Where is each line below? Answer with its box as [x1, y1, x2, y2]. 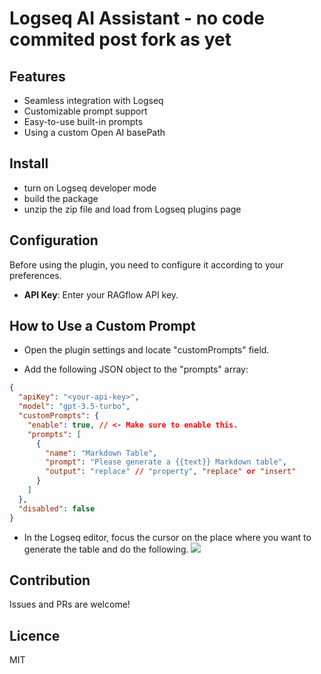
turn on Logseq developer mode [23, 182, 157, 194]
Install [9, 155, 49, 172]
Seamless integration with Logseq [23, 95, 164, 106]
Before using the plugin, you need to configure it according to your [9, 258, 284, 271]
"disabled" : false [18, 503, 96, 514]
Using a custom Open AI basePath [23, 127, 166, 138]
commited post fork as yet [9, 28, 232, 51]
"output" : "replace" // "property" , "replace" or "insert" [45, 467, 297, 477]
